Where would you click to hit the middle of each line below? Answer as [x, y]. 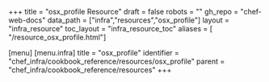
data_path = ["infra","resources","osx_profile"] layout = [139, 20]
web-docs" [27, 20]
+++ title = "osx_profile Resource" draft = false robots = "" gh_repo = [124, 12]
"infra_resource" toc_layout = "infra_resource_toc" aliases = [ [110, 29]
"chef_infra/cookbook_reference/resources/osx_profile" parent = [117, 61]
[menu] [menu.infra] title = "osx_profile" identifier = [94, 53]
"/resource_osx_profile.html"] [57, 37]
